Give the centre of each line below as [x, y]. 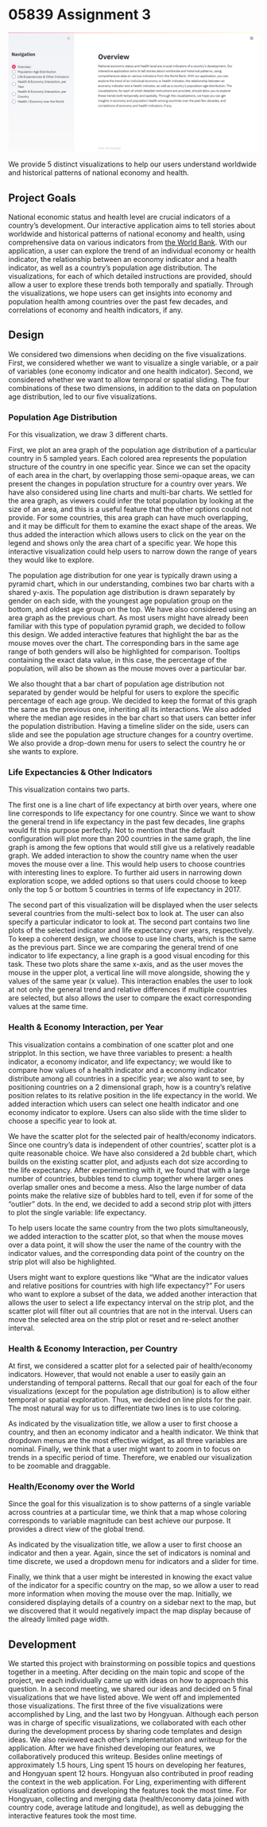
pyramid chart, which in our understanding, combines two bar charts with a [132, 584]
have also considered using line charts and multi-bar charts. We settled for [130, 492]
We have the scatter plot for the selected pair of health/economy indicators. [132, 1136]
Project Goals [43, 198]
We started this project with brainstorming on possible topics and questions [132, 1664]
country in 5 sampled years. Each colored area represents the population [128, 459]
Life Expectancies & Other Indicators [80, 772]
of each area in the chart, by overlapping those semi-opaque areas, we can [132, 475]
